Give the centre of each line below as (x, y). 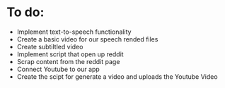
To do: (25, 12)
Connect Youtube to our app (58, 69)
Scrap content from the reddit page (68, 61)
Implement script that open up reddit (70, 54)
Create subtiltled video (50, 46)
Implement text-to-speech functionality (74, 32)
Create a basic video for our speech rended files (87, 39)
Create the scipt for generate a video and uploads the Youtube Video (117, 76)
